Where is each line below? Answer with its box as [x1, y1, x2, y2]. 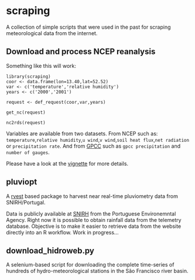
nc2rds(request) [6, 119, 46, 125]
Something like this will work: [6, 62, 77, 69]
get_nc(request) [6, 110, 46, 115]
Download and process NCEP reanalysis [6, 47, 156, 57]
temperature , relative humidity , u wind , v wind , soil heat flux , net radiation [6, 136, 189, 143]
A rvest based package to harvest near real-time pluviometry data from [6, 192, 179, 200]
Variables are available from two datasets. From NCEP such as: [6, 130, 158, 137]
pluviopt [6, 177, 37, 187]
